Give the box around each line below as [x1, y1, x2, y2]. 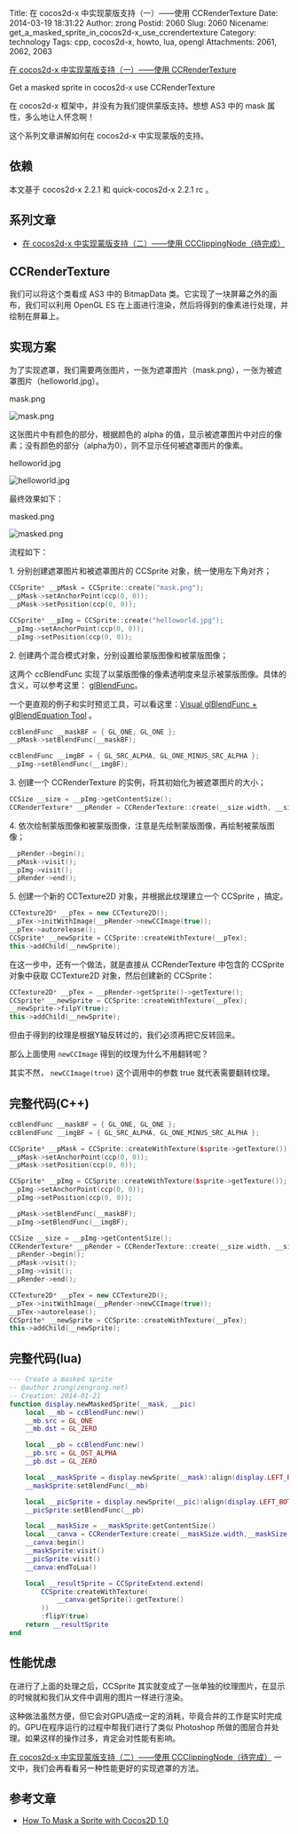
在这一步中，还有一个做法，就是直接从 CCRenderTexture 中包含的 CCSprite [9, 958, 285, 970]
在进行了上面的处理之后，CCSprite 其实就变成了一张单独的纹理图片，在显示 [9, 1680, 286, 1691]
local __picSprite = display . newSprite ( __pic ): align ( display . [25, 1497, 260, 1506]
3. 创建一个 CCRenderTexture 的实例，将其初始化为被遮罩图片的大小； [9, 777, 266, 788]
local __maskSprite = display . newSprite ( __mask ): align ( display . [25, 1473, 268, 1481]
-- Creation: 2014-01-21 [9, 1391, 101, 1401]
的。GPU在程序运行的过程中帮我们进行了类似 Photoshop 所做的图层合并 [9, 1721, 272, 1732]
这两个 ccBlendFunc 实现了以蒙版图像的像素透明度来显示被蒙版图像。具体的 [9, 669, 286, 679]
